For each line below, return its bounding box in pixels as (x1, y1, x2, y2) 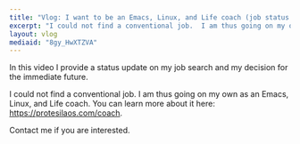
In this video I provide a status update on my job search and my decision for (9, 62, 288, 73)
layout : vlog (9, 29, 58, 38)
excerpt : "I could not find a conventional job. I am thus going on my (9, 21, 286, 30)
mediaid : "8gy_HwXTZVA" (9, 37, 98, 47)
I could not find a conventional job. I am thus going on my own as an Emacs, (9, 89, 289, 100)
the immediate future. (9, 72, 88, 83)
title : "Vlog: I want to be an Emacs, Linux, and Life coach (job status (9, 12, 290, 22)
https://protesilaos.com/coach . (9, 108, 123, 118)
